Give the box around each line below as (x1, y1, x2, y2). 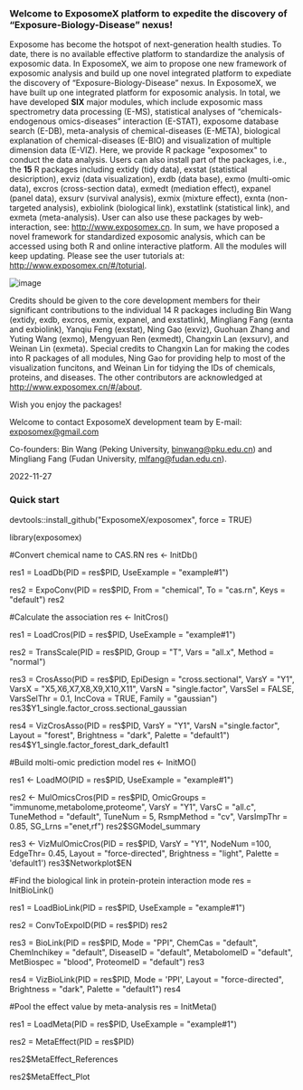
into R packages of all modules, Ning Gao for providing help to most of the (9, 353, 286, 364)
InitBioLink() (9, 885, 54, 896)
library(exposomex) (9, 532, 82, 543)
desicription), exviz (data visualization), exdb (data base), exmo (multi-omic (9, 174, 291, 185)
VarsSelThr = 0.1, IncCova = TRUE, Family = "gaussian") (9, 693, 218, 704)
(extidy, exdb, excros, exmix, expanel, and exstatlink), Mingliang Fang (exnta (9, 315, 294, 326)
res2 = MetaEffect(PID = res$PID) (9, 1036, 135, 1047)
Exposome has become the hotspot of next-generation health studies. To (9, 39, 282, 50)
